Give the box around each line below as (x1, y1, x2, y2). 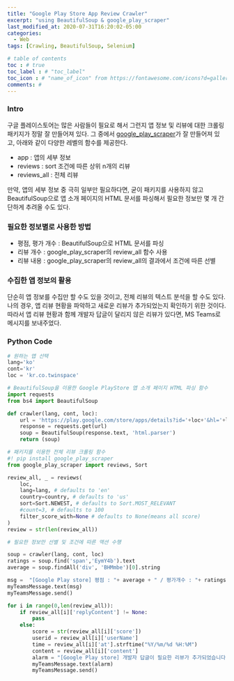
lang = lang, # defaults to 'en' (19, 487, 111, 494)
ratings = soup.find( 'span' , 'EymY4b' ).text (7, 558, 136, 565)
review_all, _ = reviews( (7, 474, 82, 481)
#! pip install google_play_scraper (7, 454, 114, 462)
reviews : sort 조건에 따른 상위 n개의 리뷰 (17, 162, 131, 170)
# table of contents (7, 55, 68, 63)
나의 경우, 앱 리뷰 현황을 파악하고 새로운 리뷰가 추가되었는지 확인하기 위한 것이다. (7, 301, 226, 310)
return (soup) (19, 436, 61, 443)
